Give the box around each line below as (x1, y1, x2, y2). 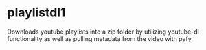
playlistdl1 (7, 5, 67, 21)
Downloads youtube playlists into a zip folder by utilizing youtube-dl (7, 27, 199, 36)
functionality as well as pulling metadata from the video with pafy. (7, 34, 194, 42)
